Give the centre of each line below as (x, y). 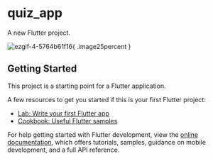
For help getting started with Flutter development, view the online (103, 134)
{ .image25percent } (102, 46)
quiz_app (35, 13)
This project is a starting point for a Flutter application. (87, 86)
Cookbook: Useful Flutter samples (67, 121)
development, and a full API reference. (64, 150)
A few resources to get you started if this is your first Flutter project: (106, 99)
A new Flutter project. (39, 33)
